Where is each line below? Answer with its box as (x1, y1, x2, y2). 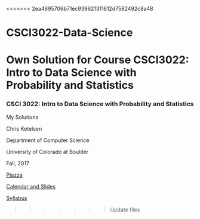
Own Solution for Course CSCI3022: (6, 53, 189, 67)
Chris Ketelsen (6, 125, 42, 132)
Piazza (6, 171, 23, 178)
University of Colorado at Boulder (6, 148, 89, 155)
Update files (110, 206, 140, 213)
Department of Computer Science (6, 137, 90, 144)
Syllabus (6, 194, 27, 202)
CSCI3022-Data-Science (6, 26, 133, 39)
